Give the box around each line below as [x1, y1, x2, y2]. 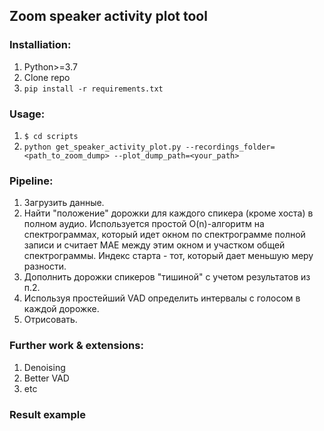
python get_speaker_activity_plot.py [23, 142, 182, 152]
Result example [9, 407, 86, 421]
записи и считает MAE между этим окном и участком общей [23, 239, 286, 251]
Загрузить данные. [23, 197, 105, 209]
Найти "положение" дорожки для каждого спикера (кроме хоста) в [23, 207, 314, 219]
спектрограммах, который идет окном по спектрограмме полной [23, 229, 306, 241]
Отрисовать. [23, 314, 78, 326]
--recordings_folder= [185, 142, 276, 152]
